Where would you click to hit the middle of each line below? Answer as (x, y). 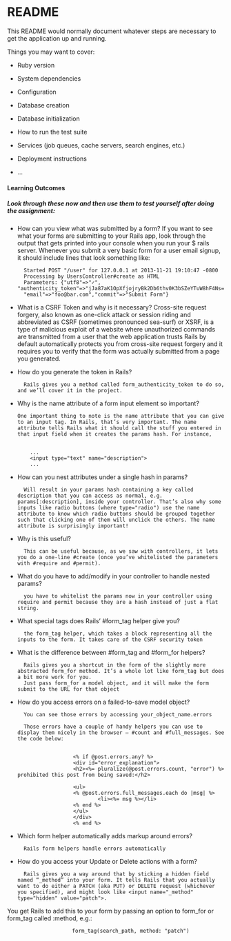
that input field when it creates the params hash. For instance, (114, 434)
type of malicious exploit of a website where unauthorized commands (116, 329)
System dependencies (49, 78)
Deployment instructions (52, 159)
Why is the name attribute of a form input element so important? (108, 403)
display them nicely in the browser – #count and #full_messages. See (121, 732)
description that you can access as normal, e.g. (90, 496)
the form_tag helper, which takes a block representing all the (118, 634)
